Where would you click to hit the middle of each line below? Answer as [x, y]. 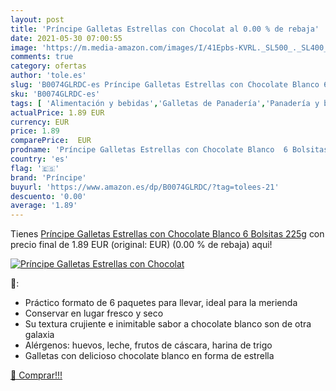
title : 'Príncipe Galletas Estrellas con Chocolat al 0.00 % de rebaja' [165, 29]
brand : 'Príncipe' [48, 177]
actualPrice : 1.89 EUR [57, 112]
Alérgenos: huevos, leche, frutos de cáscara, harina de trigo [148, 345]
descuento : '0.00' [48, 196]
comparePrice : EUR [51, 141]
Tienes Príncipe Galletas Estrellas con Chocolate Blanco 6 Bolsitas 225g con [167, 234]
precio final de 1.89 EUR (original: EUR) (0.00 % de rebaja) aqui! [141, 245]
